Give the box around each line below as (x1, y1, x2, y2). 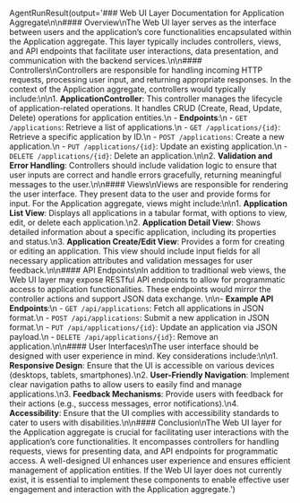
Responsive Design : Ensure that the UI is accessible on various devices (9, 360, 275, 370)
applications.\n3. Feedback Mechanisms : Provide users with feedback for (9, 389, 284, 399)
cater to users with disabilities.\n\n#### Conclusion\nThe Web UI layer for (9, 417, 282, 428)
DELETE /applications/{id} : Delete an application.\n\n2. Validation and (9, 151, 273, 160)
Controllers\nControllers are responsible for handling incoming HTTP (9, 65, 263, 75)
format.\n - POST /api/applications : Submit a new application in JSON (9, 313, 270, 323)
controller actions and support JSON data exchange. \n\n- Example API (9, 293, 274, 304)
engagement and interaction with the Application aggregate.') (9, 484, 236, 494)
